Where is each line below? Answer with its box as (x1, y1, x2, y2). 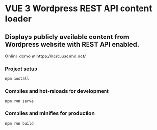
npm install (5, 76, 29, 81)
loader (5, 13, 32, 24)
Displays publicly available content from (5, 33, 130, 41)
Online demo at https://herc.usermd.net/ (5, 53, 86, 59)
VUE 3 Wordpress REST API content (5, 3, 152, 14)
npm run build (5, 121, 34, 126)
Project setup (5, 65, 37, 72)
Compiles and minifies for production (5, 110, 95, 117)
